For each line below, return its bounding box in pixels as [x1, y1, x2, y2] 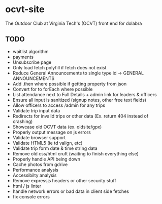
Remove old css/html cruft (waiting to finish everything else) [12, 150, 139, 156]
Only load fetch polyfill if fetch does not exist [12, 64, 107, 70]
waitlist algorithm [12, 48, 49, 54]
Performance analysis [12, 167, 58, 173]
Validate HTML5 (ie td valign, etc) [12, 140, 83, 146]
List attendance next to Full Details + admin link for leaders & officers [12, 91, 157, 97]
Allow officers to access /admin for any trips [12, 102, 106, 108]
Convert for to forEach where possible [12, 86, 93, 92]
